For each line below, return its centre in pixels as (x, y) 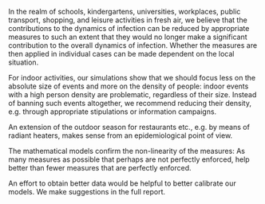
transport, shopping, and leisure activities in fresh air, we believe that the (128, 20)
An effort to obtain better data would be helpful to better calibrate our (123, 183)
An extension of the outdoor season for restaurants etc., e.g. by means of (129, 127)
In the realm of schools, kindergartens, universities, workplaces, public (125, 12)
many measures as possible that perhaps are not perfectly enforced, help (129, 159)
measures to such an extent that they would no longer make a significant (128, 37)
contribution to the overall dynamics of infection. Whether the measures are (133, 45)
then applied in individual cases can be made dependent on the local (121, 54)
